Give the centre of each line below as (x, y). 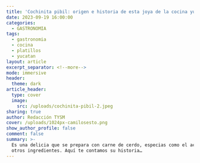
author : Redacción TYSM (36, 117)
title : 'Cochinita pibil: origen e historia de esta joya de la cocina (97, 12)
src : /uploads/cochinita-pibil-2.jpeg (65, 106)
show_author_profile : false (41, 128)
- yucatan (24, 56)
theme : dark (26, 84)
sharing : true (24, 112)
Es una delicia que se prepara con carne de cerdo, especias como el (99, 145)
